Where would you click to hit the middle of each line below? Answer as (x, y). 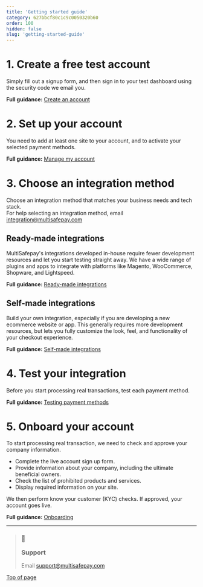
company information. (34, 450)
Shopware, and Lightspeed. (40, 272)
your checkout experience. (40, 337)
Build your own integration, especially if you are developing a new (88, 318)
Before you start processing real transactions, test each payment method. (98, 390)
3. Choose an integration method (90, 183)
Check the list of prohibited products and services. (78, 481)
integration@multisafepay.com (44, 220)
